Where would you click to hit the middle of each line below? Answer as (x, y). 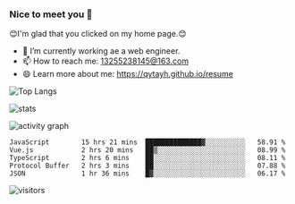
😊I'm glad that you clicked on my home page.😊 (98, 34)
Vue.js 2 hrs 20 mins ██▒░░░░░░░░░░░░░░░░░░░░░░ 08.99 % (147, 150)
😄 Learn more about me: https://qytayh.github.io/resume (128, 74)
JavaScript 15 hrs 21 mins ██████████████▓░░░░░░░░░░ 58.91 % (147, 142)
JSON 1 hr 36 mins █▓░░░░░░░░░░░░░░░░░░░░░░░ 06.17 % (147, 174)
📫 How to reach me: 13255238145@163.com (105, 61)
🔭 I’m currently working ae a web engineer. (101, 51)
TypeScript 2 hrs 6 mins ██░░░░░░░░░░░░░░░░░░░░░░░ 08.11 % (147, 158)
